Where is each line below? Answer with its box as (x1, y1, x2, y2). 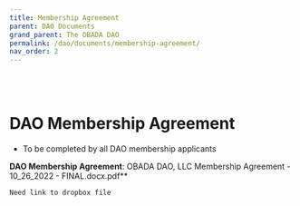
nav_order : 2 (9, 47, 59, 56)
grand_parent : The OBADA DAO (9, 30, 120, 39)
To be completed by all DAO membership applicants (22, 143, 217, 154)
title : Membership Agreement (9, 13, 120, 23)
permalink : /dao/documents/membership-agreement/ (9, 38, 201, 48)
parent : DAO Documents (9, 22, 95, 31)
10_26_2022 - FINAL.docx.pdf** (9, 171, 129, 181)
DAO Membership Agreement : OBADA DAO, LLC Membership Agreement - (9, 161, 292, 172)
